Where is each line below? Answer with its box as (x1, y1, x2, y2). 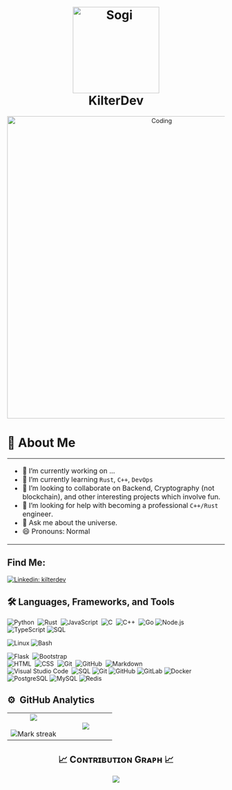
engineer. (22, 509, 54, 518)
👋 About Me (7, 435, 76, 451)
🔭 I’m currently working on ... (22, 466, 115, 476)
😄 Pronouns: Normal (22, 526, 90, 536)
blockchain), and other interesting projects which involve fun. (22, 491, 221, 501)
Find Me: (7, 557, 46, 569)
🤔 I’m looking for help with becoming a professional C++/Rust (22, 500, 219, 510)
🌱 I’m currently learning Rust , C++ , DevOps (22, 474, 153, 484)
